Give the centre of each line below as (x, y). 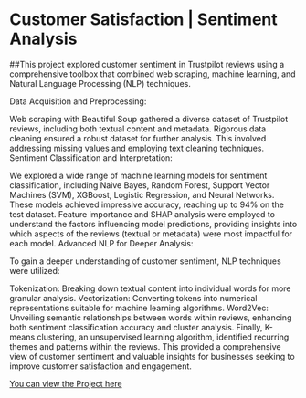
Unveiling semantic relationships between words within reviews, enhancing (151, 317)
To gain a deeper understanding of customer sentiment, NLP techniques (145, 261)
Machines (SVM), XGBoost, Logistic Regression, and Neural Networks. (142, 194)
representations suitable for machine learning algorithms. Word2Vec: (139, 308)
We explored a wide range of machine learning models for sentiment (138, 175)
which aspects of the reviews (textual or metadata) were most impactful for (151, 234)
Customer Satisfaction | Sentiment (143, 20)
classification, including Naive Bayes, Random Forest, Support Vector (140, 185)
